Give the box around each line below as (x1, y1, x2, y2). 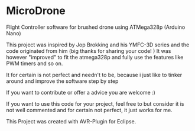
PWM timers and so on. (6, 60, 63, 67)
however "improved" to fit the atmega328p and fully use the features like (6, 53, 184, 61)
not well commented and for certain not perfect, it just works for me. (6, 106, 173, 113)
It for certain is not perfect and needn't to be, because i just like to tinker (6, 71, 182, 78)
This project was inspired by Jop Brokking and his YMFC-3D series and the (6, 41, 190, 48)
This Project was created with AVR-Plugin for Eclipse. (6, 117, 136, 125)
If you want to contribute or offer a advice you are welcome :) (6, 89, 155, 96)
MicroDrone (6, 4, 66, 18)
